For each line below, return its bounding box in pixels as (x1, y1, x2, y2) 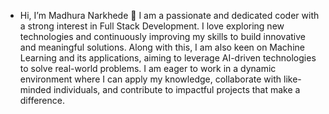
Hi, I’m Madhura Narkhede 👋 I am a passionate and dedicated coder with (19, 10, 320, 21)
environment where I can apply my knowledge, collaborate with (19, 73, 282, 85)
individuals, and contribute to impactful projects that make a (53, 84, 301, 95)
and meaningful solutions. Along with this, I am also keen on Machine (19, 41, 305, 53)
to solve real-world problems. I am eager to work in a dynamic (19, 63, 277, 74)
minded (19, 84, 52, 95)
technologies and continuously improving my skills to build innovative (19, 31, 306, 42)
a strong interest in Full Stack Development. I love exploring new (19, 20, 285, 32)
